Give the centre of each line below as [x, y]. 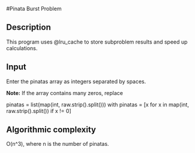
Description [28, 27]
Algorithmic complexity [51, 130]
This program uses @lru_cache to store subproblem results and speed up [97, 42]
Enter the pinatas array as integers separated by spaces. [76, 81]
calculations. [22, 48]
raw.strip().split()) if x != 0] [39, 111]
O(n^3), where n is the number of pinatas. [58, 144]
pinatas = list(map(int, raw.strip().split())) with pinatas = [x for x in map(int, [97, 105]
